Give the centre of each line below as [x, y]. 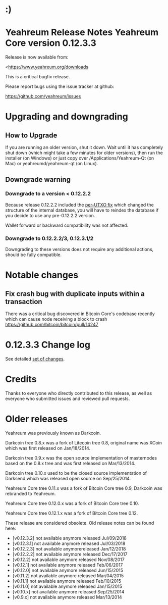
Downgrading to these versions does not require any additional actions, [79, 249]
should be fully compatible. [34, 255]
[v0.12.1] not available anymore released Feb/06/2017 [68, 565]
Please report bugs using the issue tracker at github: [60, 86]
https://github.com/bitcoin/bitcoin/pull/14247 [52, 325]
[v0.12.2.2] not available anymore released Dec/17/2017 [70, 554]
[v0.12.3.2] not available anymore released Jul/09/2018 [70, 538]
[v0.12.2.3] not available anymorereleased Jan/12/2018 [69, 548]
